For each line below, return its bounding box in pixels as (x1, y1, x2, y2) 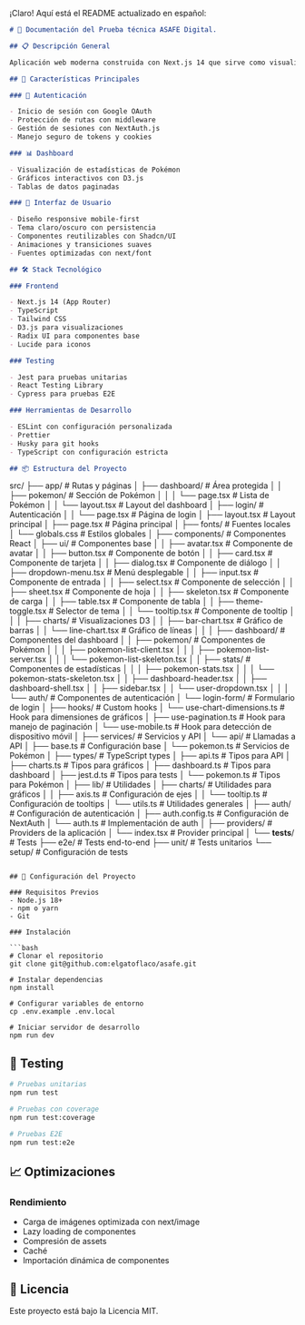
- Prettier (9, 430, 51, 439)
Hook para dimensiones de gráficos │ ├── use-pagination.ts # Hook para (9, 712, 286, 722)
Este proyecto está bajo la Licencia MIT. (9, 1305, 159, 1316)
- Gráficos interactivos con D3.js (9, 173, 144, 182)
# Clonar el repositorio (9, 952, 103, 961)
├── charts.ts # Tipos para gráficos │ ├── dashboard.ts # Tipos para (9, 760, 271, 770)
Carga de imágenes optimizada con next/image (22, 1216, 201, 1228)
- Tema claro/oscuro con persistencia (9, 223, 156, 232)
